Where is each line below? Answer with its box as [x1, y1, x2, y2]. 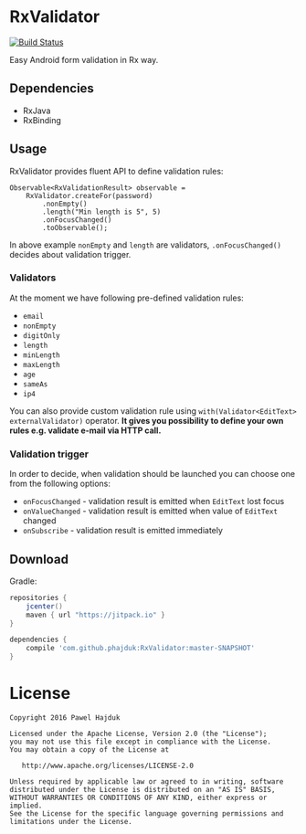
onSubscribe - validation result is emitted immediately [22, 525, 224, 536]
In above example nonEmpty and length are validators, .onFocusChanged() [9, 239, 281, 250]
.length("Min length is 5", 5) [42, 207, 162, 216]
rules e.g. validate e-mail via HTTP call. [9, 425, 162, 436]
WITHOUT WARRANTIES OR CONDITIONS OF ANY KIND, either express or [9, 793, 268, 803]
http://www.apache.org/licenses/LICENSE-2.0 [21, 761, 195, 771]
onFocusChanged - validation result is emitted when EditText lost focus [22, 496, 285, 507]
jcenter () [26, 601, 64, 611]
